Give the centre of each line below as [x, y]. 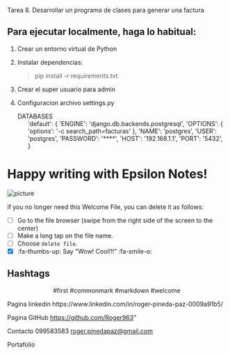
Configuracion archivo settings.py [66, 102]
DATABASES [35, 116]
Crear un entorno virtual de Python [67, 49]
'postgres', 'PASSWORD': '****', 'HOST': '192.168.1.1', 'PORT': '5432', [125, 138]
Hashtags [28, 274]
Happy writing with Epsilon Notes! [107, 174]
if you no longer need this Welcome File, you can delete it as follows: [105, 207]
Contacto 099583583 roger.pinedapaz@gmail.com [80, 331]
